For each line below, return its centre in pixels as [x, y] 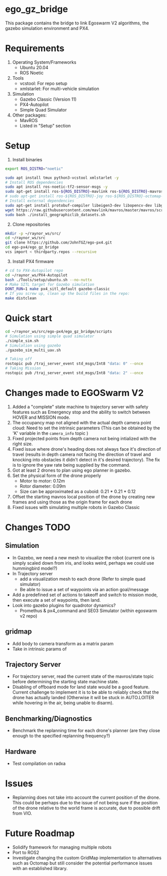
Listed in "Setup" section [45, 125]
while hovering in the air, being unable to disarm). [63, 703]
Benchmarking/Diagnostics [49, 718]
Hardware [21, 751]
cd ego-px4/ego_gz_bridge [32, 248]
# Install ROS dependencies [34, 182]
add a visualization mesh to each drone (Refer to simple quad [83, 579]
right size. [23, 444]
